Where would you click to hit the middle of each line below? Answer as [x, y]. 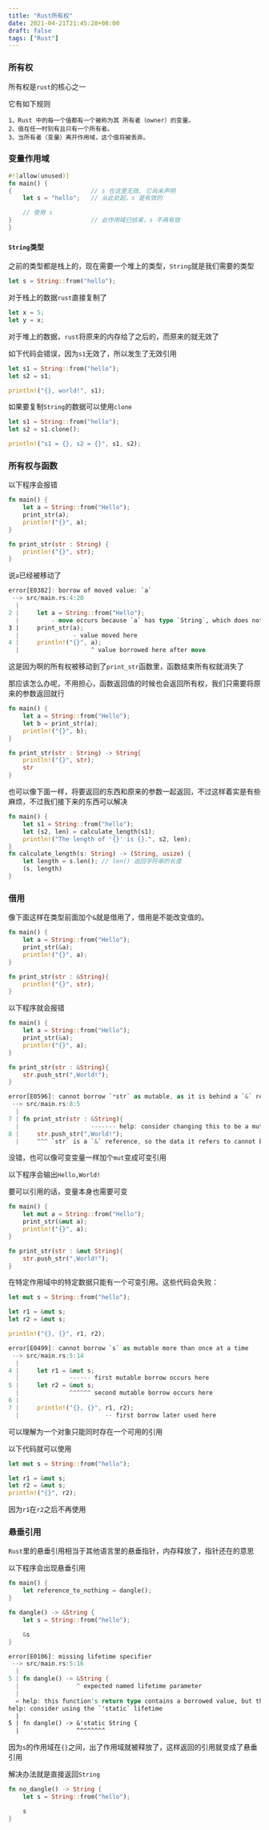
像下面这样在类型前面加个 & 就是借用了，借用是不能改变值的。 [108, 917]
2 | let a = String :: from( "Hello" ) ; [77, 613]
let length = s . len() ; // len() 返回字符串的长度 [102, 862]
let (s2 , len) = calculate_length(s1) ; [89, 831]
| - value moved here [76, 635]
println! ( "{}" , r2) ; [43, 1493]
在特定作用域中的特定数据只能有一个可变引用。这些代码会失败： [113, 1282]
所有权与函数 [33, 465]
